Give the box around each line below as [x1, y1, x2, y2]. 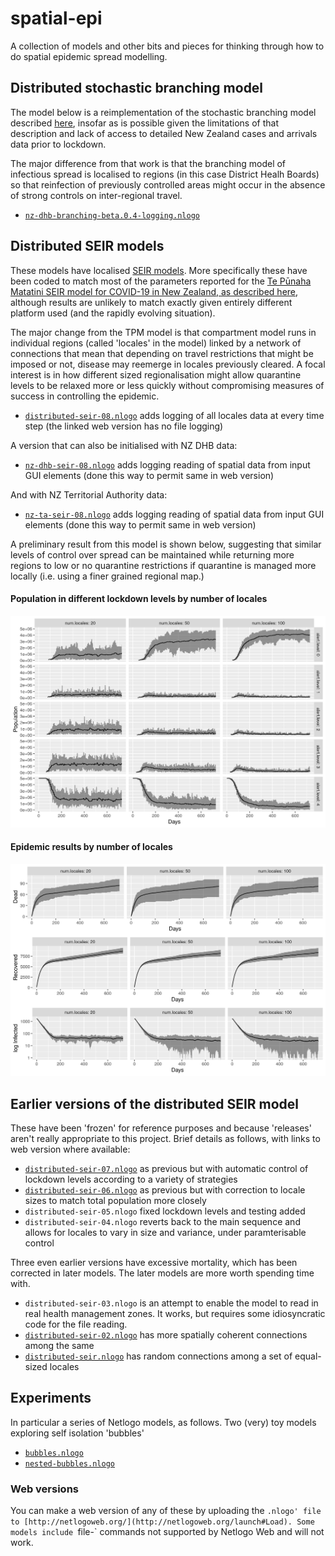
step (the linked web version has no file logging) [24, 420, 224, 432]
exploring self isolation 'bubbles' [10, 1427, 145, 1439]
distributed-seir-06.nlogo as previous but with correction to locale [24, 1184, 306, 1196]
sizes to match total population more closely [24, 1195, 207, 1206]
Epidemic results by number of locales [10, 841, 173, 853]
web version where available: [10, 1143, 131, 1155]
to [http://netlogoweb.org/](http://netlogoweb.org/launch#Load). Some [10, 1517, 315, 1527]
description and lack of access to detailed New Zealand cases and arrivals [10, 127, 318, 139]
